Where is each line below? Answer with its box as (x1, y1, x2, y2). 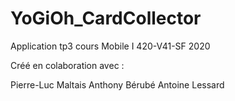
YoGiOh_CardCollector (10, 7, 202, 30)
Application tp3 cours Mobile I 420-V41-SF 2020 (10, 40, 211, 52)
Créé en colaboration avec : (10, 59, 125, 71)
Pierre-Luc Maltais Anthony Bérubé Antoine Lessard (10, 78, 225, 91)
